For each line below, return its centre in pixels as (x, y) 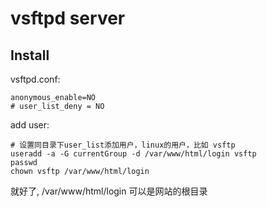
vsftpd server (68, 18)
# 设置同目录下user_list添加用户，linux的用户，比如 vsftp (123, 145)
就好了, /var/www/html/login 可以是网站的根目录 (109, 191)
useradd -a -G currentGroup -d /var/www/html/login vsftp (133, 154)
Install (30, 55)
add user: (30, 125)
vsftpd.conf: (35, 79)
